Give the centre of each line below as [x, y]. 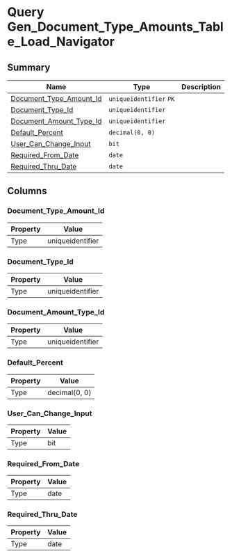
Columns [27, 191]
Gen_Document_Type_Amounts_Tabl [115, 27]
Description [201, 87]
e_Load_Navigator [61, 42]
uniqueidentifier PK [142, 99]
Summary [29, 67]
